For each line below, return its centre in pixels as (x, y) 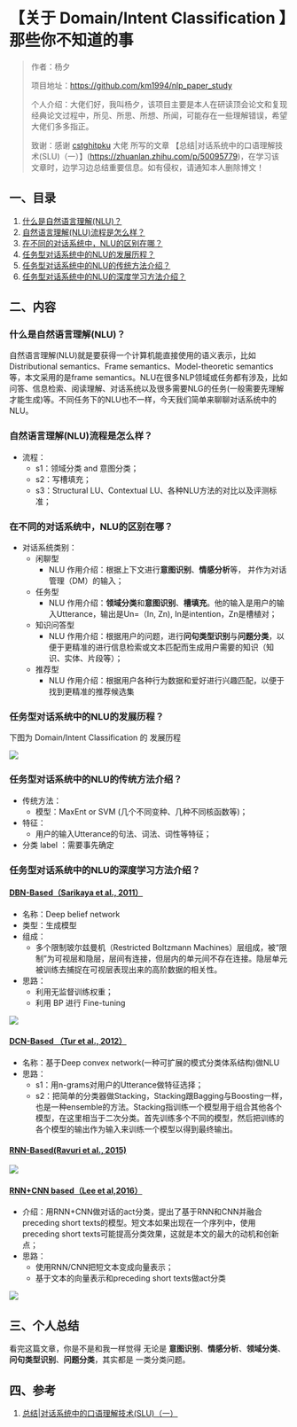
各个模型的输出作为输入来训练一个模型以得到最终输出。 (136, 1129)
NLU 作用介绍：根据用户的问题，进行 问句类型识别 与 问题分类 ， (163, 636)
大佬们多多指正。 (62, 126)
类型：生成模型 (49, 925)
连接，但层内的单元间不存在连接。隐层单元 (210, 958)
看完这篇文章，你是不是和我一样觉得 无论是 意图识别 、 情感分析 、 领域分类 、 (147, 1349)
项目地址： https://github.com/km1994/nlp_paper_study (132, 85)
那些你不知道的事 (72, 40)
